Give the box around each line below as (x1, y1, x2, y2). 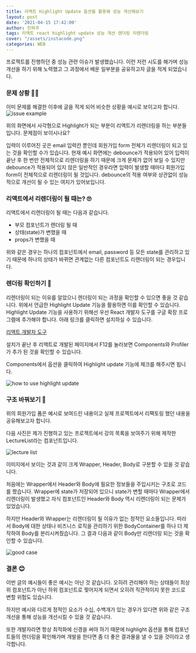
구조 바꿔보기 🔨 (6, 395, 46, 404)
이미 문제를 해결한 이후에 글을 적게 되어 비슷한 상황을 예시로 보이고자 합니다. (6, 103, 180, 110)
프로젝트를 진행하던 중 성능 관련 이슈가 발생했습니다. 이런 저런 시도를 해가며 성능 (6, 58, 189, 65)
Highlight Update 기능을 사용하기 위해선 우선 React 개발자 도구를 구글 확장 (6, 309, 177, 316)
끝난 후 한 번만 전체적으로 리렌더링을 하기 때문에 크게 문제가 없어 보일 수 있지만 (6, 157, 185, 164)
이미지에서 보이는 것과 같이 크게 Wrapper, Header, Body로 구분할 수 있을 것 (6, 461, 180, 468)
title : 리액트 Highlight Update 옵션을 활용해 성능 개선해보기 (6, 8, 144, 15)
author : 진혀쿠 (6, 25, 40, 31)
